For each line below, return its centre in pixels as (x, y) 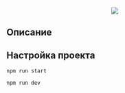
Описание (29, 32)
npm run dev (23, 83)
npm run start (27, 71)
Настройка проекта (51, 55)
